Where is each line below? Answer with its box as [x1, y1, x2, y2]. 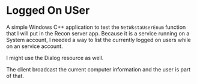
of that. [6, 72, 24, 79]
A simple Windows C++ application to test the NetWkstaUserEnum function [6, 23, 186, 31]
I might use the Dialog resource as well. [6, 54, 104, 61]
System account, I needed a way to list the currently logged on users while [6, 36, 191, 43]
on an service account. [6, 43, 63, 50]
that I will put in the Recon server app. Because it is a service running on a [6, 29, 190, 37]
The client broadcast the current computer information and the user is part [6, 65, 191, 73]
